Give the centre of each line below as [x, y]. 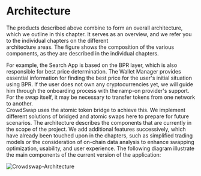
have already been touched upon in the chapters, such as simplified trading [100, 135]
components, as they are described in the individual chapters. [82, 53]
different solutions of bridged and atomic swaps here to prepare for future [97, 116]
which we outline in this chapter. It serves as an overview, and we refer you [99, 34]
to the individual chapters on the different [57, 40]
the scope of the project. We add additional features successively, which [96, 129]
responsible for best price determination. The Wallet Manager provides [94, 71]
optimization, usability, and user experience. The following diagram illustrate [100, 148]
